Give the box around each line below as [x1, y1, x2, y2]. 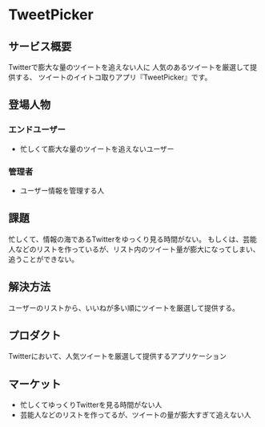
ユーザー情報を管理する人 [19, 185, 105, 195]
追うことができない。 [8, 254, 78, 264]
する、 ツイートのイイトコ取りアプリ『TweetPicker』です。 [14, 72, 212, 82]
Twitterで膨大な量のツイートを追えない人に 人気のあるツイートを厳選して [8, 63, 251, 71]
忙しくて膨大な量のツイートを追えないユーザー [19, 144, 175, 153]
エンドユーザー [8, 124, 66, 136]
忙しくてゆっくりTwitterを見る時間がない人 [19, 400, 163, 410]
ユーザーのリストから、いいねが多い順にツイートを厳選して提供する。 [8, 303, 240, 312]
